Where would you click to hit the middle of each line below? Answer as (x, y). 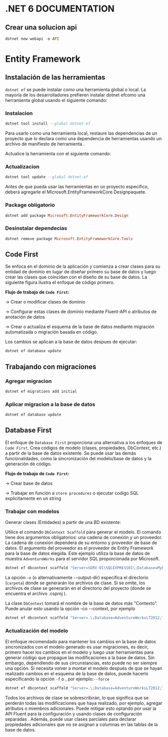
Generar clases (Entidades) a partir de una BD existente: (63, 522)
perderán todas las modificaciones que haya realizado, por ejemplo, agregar (84, 703)
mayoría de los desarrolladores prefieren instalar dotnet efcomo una (75, 95)
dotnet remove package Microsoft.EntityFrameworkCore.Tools (69, 239)
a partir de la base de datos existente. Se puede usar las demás (71, 453)
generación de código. (28, 464)
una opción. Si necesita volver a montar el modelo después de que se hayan (84, 668)
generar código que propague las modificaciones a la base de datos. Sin (80, 658)
